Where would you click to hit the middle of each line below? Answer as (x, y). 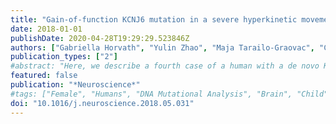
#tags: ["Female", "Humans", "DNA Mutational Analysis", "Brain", (151, 94)
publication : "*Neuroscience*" (75, 85)
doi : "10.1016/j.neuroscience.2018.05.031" (102, 103)
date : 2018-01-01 (46, 29)
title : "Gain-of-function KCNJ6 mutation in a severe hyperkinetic (154, 19)
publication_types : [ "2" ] (64, 57)
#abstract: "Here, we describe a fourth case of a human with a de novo (165, 66)
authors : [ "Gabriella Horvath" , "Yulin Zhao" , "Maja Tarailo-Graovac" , (162, 47)
